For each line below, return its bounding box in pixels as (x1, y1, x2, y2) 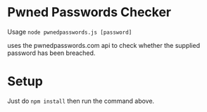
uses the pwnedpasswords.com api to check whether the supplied (7, 41, 201, 49)
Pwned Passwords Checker (7, 4, 172, 20)
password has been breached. (7, 49, 96, 57)
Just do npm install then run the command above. (7, 97, 155, 105)
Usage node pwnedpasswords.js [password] (7, 27, 132, 36)
